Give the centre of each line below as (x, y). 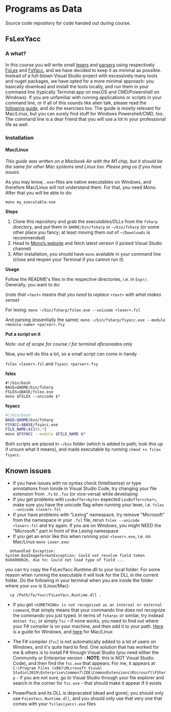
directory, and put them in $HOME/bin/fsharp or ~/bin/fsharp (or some (86, 227)
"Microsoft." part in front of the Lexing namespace (66, 531)
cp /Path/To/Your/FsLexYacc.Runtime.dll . (56, 595)
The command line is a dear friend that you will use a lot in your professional (86, 119)
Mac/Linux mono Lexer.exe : (41, 542)
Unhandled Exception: (33, 551)
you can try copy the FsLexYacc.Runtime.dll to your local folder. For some (83, 569)
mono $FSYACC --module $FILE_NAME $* (45, 434)
